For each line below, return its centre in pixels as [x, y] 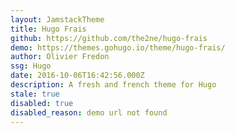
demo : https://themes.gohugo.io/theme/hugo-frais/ [118, 47]
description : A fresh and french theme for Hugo [113, 85]
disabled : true [42, 103]
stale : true [35, 94]
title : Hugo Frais [48, 29]
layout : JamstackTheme [57, 19]
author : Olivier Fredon [60, 57]
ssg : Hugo [31, 66]
